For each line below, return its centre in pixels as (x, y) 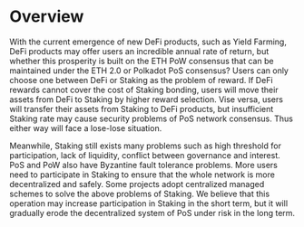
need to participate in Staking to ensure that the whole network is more (142, 175)
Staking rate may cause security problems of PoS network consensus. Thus (151, 118)
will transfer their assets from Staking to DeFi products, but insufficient (142, 109)
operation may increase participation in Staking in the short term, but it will (149, 203)
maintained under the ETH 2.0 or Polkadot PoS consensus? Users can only (149, 71)
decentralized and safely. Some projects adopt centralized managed (137, 184)
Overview (47, 17)
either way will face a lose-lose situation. (86, 128)
